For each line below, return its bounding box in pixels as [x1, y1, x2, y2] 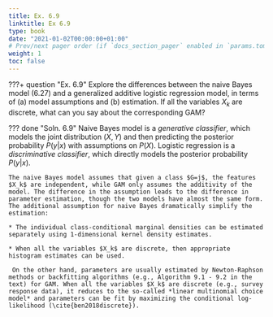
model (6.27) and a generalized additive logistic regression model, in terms [8, 88, 259, 98]
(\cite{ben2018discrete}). [48, 302, 140, 310]
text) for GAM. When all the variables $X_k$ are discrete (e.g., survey [8, 280, 264, 289]
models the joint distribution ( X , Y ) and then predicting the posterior [8, 132, 234, 141]
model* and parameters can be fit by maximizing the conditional [8, 294, 234, 302]
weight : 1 [8, 50, 42, 58]
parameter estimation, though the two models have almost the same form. [8, 194, 264, 203]
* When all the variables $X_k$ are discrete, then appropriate [8, 245, 231, 253]
